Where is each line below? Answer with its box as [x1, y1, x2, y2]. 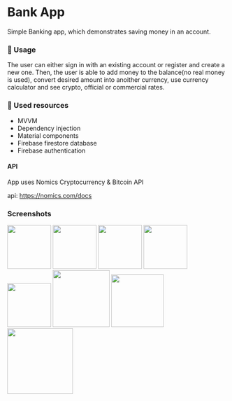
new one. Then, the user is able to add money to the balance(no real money [7, 68, 225, 77]
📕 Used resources [7, 101, 68, 111]
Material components [17, 131, 79, 140]
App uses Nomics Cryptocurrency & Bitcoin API [7, 178, 144, 186]
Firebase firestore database [17, 139, 97, 147]
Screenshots [7, 209, 52, 218]
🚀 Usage [7, 45, 36, 55]
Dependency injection [17, 124, 81, 132]
